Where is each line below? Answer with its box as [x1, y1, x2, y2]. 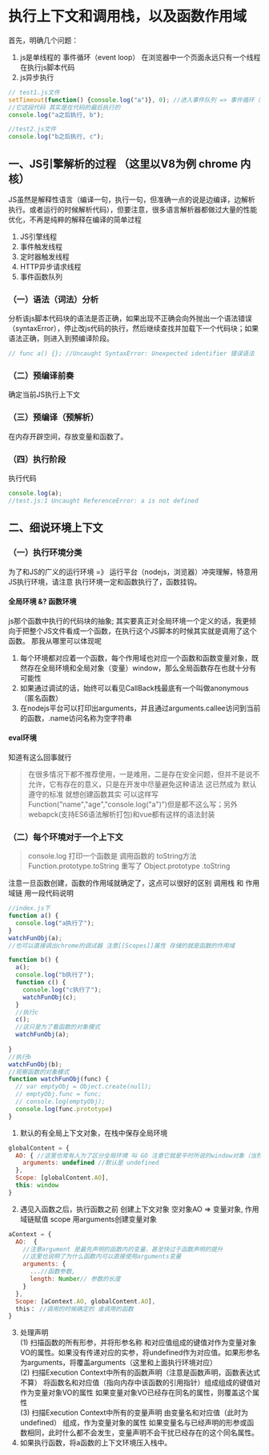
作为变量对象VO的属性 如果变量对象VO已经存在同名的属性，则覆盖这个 [19, 1388, 253, 1397]
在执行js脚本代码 [19, 62, 75, 72]
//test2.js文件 [8, 125, 57, 133]
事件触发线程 [19, 242, 62, 251]
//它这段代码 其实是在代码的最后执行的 [8, 103, 121, 111]
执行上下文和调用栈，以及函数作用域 [8, 7, 247, 26]
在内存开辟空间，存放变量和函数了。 [8, 431, 128, 441]
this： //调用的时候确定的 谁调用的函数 [15, 1304, 134, 1313]
